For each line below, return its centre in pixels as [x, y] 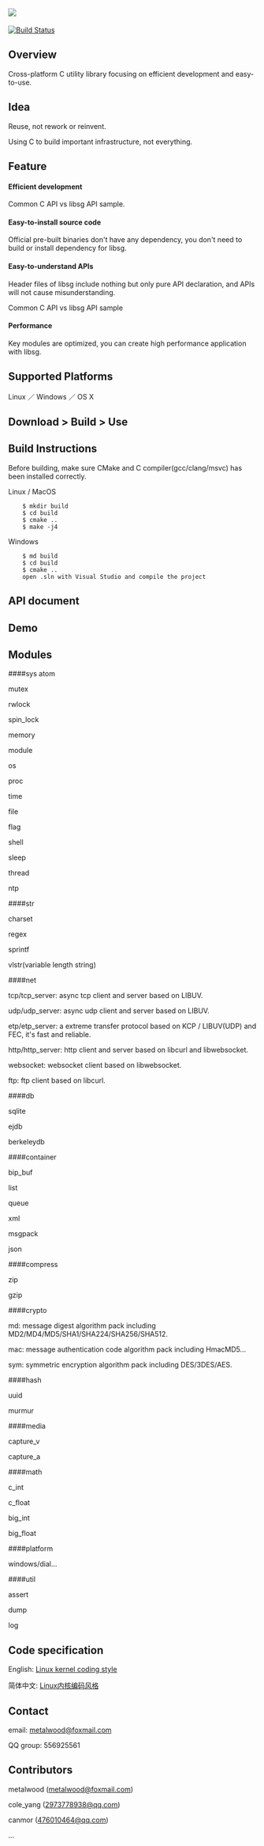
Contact [28, 1711]
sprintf [19, 950]
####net [22, 980]
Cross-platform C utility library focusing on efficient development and [121, 74]
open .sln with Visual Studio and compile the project [114, 577]
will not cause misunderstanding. [62, 292]
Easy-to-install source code [54, 222]
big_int [19, 1518]
